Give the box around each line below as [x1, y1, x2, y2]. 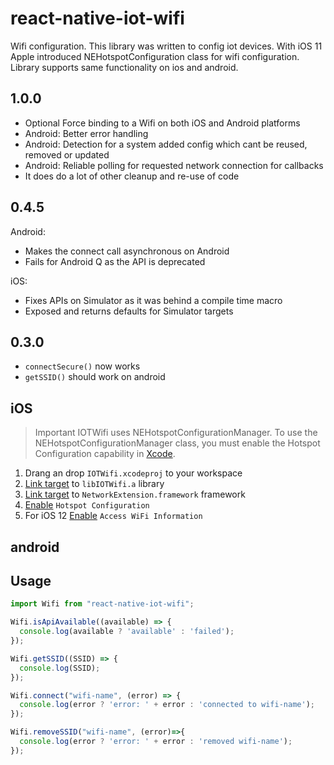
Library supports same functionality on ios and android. [10, 61, 239, 73]
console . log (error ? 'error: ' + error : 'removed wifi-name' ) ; [19, 737, 293, 747]
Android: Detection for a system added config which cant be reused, [24, 138, 308, 150]
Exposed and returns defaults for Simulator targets [24, 305, 234, 317]
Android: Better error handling [24, 127, 149, 139]
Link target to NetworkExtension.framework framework [24, 488, 246, 501]
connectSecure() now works [24, 360, 141, 372]
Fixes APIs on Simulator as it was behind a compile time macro [24, 294, 283, 306]
